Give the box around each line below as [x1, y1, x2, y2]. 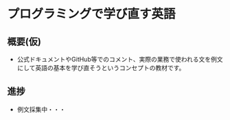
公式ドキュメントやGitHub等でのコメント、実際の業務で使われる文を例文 [16, 56, 223, 63]
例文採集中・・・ [16, 105, 66, 113]
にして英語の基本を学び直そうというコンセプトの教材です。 [16, 64, 185, 72]
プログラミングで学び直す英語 [7, 6, 176, 22]
